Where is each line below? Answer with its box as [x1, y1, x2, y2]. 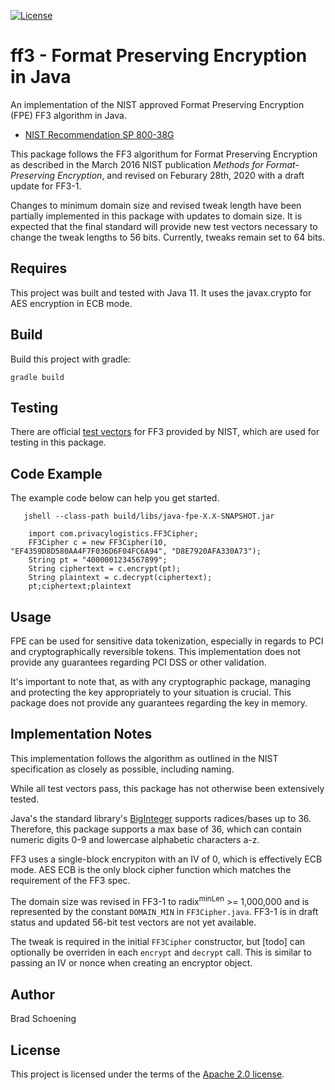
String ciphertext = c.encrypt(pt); [28, 564, 182, 574]
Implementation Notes [10, 726, 153, 743]
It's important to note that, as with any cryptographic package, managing [10, 676, 311, 687]
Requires [10, 260, 68, 277]
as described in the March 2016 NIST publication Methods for [10, 158, 264, 170]
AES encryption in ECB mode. [10, 297, 133, 309]
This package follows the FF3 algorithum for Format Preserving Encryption [10, 148, 318, 160]
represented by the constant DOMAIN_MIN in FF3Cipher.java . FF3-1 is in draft [10, 906, 319, 918]
